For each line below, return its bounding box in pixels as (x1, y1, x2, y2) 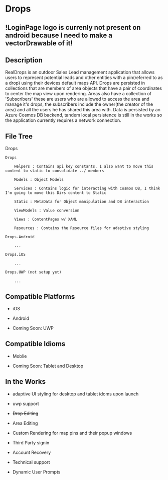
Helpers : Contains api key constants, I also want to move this (14, 164, 154, 169)
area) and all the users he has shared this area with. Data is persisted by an (5, 107, 160, 113)
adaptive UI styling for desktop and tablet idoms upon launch (12, 391, 139, 397)
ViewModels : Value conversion (14, 208, 80, 213)
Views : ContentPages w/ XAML (14, 217, 78, 222)
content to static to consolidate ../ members (5, 168, 104, 174)
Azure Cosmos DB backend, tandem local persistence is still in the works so (5, 112, 162, 118)
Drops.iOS (5, 252, 26, 257)
